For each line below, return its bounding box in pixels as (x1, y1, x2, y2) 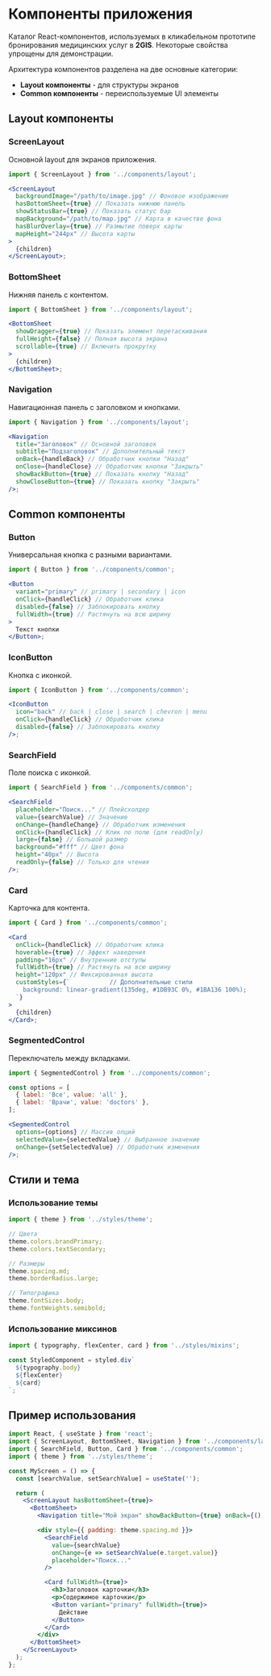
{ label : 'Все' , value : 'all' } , (15, 1091, 128, 1099)
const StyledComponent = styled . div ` (8, 1356, 135, 1364)
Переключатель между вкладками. (8, 1053, 131, 1062)
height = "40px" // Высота (15, 851, 99, 859)
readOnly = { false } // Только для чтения (15, 858, 150, 866)
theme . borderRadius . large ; (8, 1275, 99, 1283)
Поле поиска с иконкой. (8, 768, 91, 777)
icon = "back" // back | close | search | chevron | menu (15, 708, 207, 716)
